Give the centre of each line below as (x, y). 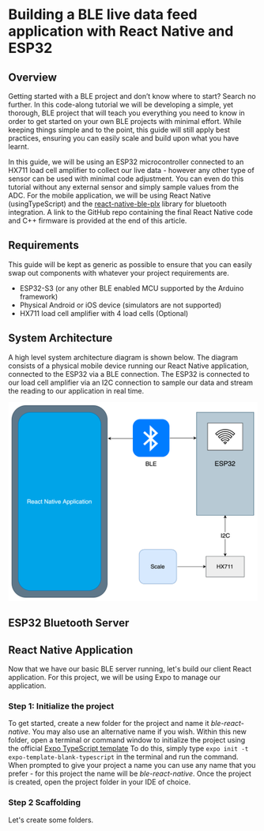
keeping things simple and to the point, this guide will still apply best (119, 130)
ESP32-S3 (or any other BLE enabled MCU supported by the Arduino (132, 288)
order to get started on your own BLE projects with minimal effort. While (125, 121)
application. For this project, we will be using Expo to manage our (115, 677)
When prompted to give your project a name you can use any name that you (132, 765)
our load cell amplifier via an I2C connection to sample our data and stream (130, 382)
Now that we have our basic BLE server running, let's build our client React (130, 668)
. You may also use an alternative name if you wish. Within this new (137, 731)
